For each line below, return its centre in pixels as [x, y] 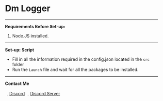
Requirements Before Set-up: [35, 26]
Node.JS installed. [30, 36]
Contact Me [17, 84]
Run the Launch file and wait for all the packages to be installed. [75, 69]
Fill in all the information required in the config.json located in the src [81, 59]
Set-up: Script [20, 50]
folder [18, 64]
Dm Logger [28, 8]
